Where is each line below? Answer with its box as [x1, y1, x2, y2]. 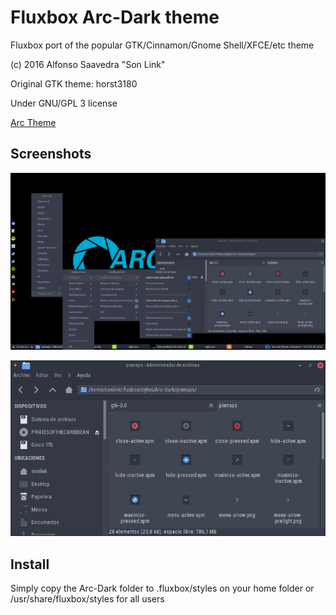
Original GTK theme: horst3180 [10, 77, 138, 90]
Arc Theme [10, 116, 57, 128]
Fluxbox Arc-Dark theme [10, 6, 220, 29]
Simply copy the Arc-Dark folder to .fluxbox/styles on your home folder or [10, 582, 315, 595]
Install [10, 556, 50, 573]
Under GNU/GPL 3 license [10, 97, 118, 109]
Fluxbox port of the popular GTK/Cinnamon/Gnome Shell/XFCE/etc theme [10, 39, 315, 51]
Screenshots [10, 146, 92, 163]
